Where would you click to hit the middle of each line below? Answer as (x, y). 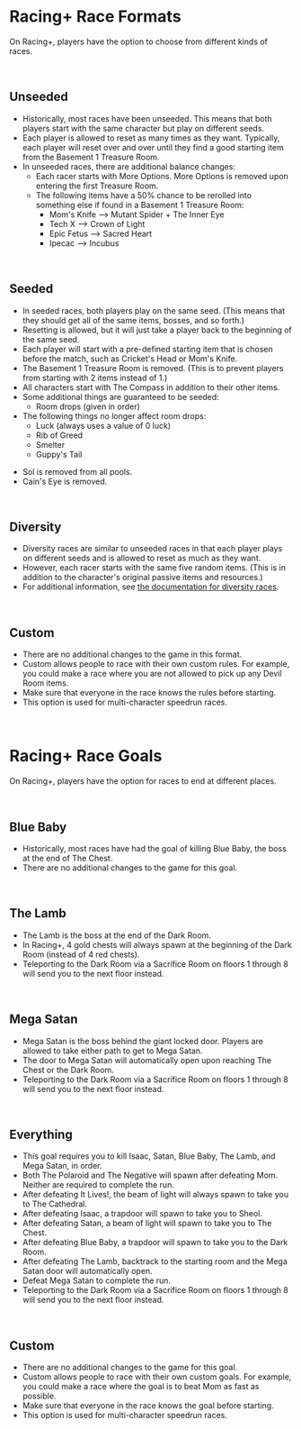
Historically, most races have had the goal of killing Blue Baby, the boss (155, 848)
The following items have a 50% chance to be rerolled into (144, 195)
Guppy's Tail (59, 454)
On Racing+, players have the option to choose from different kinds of (138, 41)
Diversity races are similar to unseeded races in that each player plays (152, 549)
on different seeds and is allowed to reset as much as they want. (142, 558)
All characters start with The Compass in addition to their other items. (151, 387)
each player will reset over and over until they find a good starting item (153, 147)
